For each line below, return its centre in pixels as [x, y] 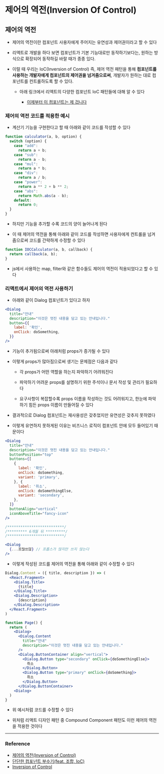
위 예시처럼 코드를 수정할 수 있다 [43, 710]
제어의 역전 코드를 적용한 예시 [37, 116]
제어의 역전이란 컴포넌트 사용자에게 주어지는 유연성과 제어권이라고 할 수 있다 [84, 42]
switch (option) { [28, 141]
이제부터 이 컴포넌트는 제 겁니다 [57, 102]
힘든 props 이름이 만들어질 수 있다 [61, 405]
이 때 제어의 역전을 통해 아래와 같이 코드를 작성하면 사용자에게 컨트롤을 [79, 234]
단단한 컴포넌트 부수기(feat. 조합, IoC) [48, 761]
